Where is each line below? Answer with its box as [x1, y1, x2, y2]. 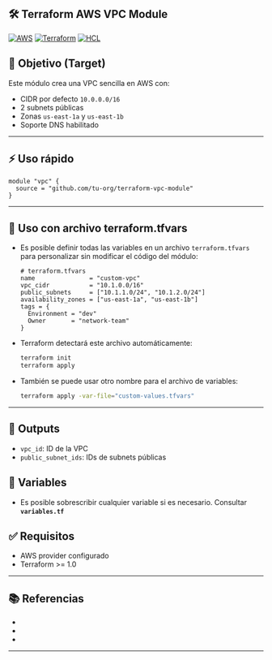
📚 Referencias [8, 592, 85, 606]
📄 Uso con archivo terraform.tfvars [8, 221, 188, 235]
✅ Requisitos [8, 529, 75, 543]
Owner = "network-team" [28, 317, 130, 326]
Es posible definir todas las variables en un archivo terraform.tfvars [19, 243, 250, 252]
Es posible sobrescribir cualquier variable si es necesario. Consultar [19, 497, 247, 507]
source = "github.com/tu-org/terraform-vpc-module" [15, 184, 194, 193]
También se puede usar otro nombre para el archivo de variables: [19, 377, 239, 386]
